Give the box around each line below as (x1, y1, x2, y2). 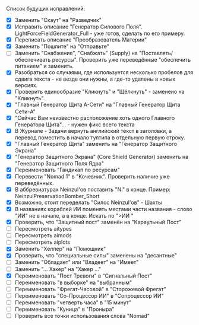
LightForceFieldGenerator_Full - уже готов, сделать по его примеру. (14, 30, 185, 37)
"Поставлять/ (138, 50, 173, 57)
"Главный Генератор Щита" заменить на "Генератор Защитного (14, 140, 177, 147)
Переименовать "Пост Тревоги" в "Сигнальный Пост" (14, 272, 153, 279)
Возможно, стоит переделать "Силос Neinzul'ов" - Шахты (14, 199, 162, 206)
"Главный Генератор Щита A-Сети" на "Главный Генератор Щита (14, 101, 181, 109)
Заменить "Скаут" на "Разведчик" (14, 17, 102, 23)
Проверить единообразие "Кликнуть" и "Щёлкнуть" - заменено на (14, 88, 185, 95)
